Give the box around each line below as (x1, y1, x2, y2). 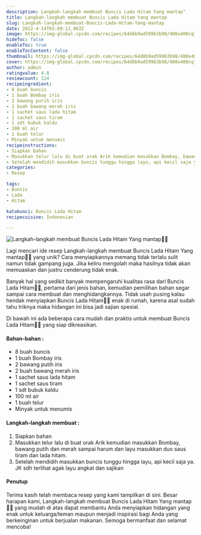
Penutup (6, 478, 28, 485)
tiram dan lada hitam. (14, 451, 67, 458)
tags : (6, 181, 20, 187)
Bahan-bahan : (6, 335, 44, 342)
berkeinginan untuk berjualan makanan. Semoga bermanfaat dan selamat (6, 516, 187, 524)
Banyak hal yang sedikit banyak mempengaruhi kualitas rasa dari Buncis (6, 278, 184, 285)
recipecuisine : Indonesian (6, 214, 74, 220)
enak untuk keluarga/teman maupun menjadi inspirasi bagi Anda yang (6, 510, 178, 518)
